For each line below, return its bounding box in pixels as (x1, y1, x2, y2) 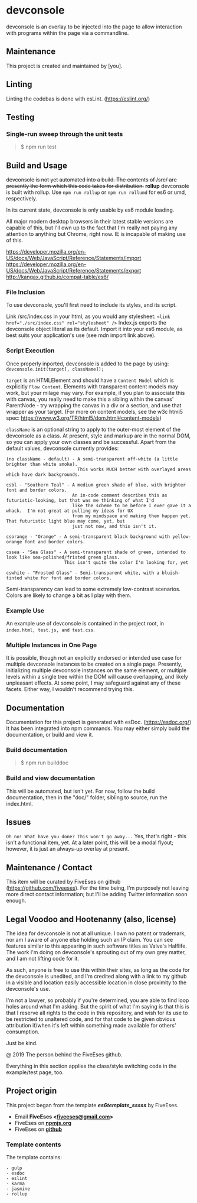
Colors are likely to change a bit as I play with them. (6, 592, 132, 599)
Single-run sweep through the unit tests (6, 129, 123, 138)
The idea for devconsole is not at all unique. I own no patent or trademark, (6, 930, 186, 937)
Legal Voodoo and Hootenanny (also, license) (6, 914, 177, 924)
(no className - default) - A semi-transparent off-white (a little (6, 456, 178, 462)
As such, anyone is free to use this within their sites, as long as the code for (6, 967, 190, 974)
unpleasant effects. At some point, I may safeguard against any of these (6, 679, 181, 686)
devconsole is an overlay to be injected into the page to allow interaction (6, 23, 182, 30)
